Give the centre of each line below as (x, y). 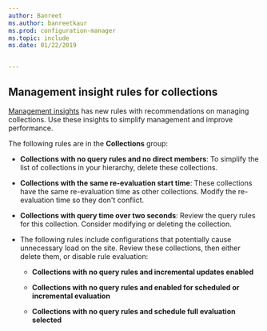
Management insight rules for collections (113, 92)
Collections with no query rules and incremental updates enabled (143, 272)
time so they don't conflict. (100, 200)
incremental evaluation (71, 296)
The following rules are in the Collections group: (88, 143)
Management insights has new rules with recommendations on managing (129, 111)
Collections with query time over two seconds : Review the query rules (137, 215)
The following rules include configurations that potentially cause (126, 239)
